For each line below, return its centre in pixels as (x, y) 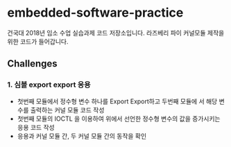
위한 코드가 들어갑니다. (38, 41)
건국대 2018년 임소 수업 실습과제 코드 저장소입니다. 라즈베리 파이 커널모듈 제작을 (116, 33)
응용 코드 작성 (36, 127)
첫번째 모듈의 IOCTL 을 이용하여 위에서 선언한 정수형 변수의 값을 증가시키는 (119, 119)
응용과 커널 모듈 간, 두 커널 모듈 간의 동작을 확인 (82, 136)
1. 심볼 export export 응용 (49, 85)
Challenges (32, 64)
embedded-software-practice (95, 13)
